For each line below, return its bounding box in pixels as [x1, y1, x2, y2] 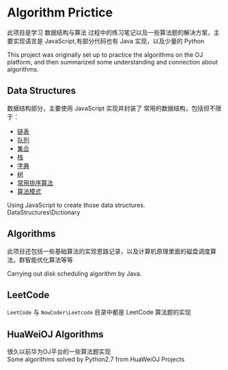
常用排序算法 [16, 178, 53, 186]
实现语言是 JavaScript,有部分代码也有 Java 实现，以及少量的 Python [12, 36, 205, 45]
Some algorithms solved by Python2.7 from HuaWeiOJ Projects [7, 355, 185, 364]
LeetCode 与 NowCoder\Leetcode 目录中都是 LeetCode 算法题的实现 [7, 308, 191, 317]
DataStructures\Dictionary [7, 208, 81, 217]
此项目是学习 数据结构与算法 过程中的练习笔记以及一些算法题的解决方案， [7, 28, 214, 36]
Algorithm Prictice [7, 5, 113, 21]
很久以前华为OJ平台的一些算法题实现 [7, 347, 111, 356]
